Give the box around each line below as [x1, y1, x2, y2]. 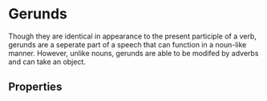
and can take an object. [8, 57, 87, 67]
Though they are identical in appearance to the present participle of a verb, [8, 31, 257, 41]
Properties [8, 80, 63, 94]
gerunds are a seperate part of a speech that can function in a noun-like [8, 39, 247, 49]
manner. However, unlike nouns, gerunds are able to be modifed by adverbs [8, 48, 259, 58]
